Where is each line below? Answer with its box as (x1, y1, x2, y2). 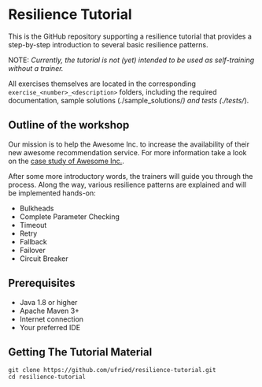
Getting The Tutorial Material (8, 345, 153, 359)
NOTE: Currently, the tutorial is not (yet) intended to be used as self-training (8, 55, 255, 65)
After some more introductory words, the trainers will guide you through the (8, 171, 253, 180)
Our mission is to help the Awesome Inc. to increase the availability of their (8, 140, 250, 149)
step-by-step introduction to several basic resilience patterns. (8, 39, 208, 49)
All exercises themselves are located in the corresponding (8, 79, 197, 88)
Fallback (19, 236, 47, 246)
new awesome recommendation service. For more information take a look (8, 147, 247, 157)
